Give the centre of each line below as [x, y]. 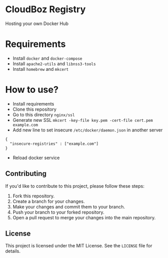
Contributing [26, 174]
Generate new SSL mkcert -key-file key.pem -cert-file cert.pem [83, 120]
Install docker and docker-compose [47, 58]
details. [13, 251]
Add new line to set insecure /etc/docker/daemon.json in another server [88, 130]
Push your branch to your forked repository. [58, 212]
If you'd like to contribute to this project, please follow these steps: [75, 186]
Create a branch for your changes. [49, 201]
